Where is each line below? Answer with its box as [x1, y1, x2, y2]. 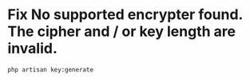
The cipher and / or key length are [7, 22, 236, 41]
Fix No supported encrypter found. [7, 6, 243, 24]
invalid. [7, 40, 58, 57]
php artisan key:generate [7, 65, 93, 73]
